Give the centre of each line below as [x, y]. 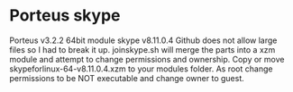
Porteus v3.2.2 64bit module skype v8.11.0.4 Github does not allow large [143, 40]
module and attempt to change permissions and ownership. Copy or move [147, 59]
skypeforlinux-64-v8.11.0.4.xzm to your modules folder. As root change [141, 69]
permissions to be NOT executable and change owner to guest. [127, 78]
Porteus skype [65, 16]
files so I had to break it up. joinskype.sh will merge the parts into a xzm [142, 49]
